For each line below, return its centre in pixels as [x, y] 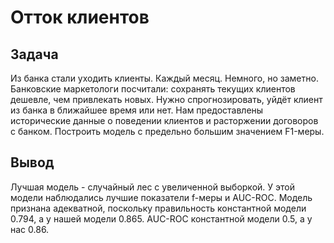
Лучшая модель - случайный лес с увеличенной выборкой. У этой [152, 187]
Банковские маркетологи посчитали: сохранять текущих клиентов [153, 89]
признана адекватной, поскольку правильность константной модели [158, 208]
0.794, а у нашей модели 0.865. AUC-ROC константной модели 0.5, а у [161, 218]
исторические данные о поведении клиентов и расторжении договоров [164, 120]
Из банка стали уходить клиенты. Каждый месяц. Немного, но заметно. [164, 78]
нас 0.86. [30, 229]
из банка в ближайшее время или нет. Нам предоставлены [137, 110]
